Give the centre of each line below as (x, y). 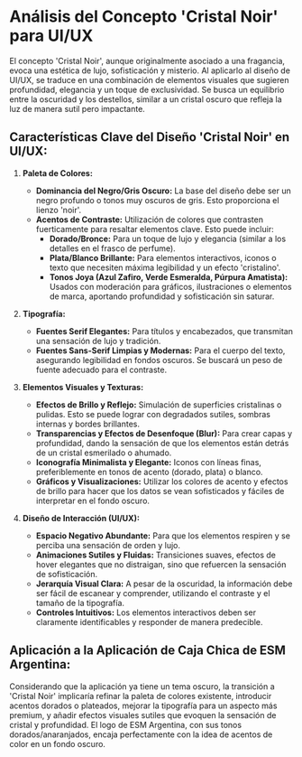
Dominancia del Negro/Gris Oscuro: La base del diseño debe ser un (163, 191)
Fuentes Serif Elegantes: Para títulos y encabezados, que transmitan (164, 331)
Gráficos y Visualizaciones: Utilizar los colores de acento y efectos (162, 481)
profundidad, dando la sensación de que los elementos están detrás (162, 443)
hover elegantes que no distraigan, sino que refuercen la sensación (161, 564)
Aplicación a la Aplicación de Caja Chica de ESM (148, 651)
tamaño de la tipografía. (80, 603)
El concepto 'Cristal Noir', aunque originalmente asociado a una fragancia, (147, 61)
